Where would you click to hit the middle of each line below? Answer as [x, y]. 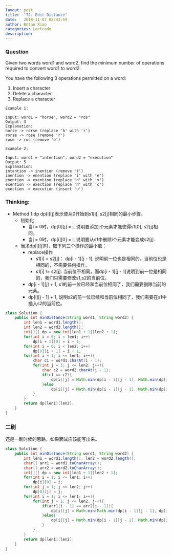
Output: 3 [16, 122]
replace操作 [40, 252]
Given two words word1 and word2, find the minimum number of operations [85, 63]
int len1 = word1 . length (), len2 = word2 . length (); [80, 458]
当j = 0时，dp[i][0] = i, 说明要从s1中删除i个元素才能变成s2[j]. [91, 239]
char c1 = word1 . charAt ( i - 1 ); [67, 361]
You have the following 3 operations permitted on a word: [66, 78]
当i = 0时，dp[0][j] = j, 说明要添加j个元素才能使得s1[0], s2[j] [91, 226]
